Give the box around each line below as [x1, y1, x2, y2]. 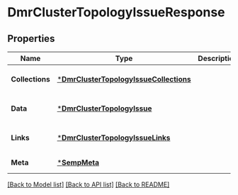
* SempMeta [57, 157, 99, 167]
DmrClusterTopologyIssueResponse [7, 4, 225, 21]
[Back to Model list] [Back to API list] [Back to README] [7, 180, 170, 189]
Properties [7, 33, 55, 45]
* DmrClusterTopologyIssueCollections [57, 74, 191, 84]
